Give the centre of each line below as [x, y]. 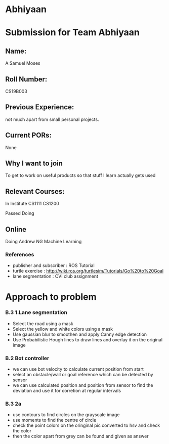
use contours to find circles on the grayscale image [66, 415]
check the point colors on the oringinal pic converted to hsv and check [86, 425]
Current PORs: [28, 135]
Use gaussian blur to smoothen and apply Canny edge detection [80, 334]
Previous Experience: [40, 107]
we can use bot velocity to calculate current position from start [78, 369]
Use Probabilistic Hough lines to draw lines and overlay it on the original [88, 339]
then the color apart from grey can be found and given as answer [80, 436]
